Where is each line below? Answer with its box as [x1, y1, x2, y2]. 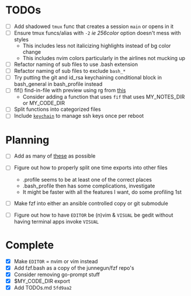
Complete [5, 238, 54, 252]
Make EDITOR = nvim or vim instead [13, 257, 98, 264]
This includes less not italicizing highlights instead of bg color [22, 42, 171, 50]
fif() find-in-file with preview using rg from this [13, 87, 126, 94]
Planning [5, 133, 50, 147]
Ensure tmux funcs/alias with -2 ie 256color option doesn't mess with [13, 30, 182, 36]
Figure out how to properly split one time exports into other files [13, 164, 168, 171]
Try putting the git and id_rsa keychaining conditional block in [13, 74, 162, 81]
